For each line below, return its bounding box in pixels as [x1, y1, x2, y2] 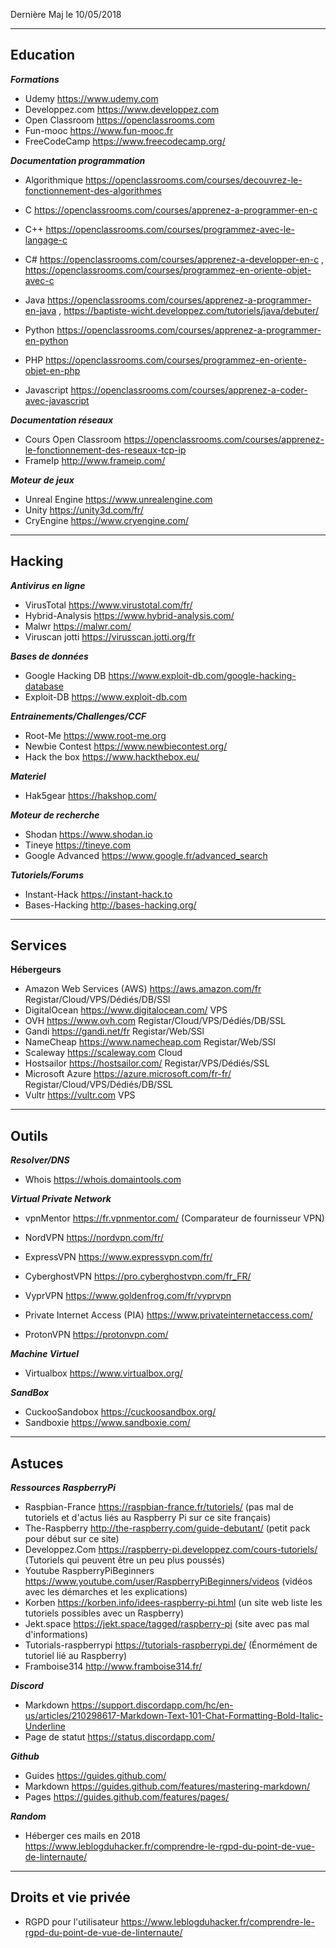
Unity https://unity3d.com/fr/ [24, 504, 144, 516]
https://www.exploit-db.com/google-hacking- [108, 669, 297, 681]
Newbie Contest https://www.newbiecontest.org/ [24, 740, 228, 752]
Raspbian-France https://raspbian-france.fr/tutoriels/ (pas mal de [24, 1501, 295, 1513]
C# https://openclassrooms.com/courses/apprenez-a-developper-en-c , [24, 253, 325, 265]
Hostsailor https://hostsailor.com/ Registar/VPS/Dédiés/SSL [24, 1057, 270, 1069]
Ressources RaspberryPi [10, 1482, 116, 1494]
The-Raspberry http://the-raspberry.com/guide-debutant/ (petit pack [24, 1522, 311, 1534]
